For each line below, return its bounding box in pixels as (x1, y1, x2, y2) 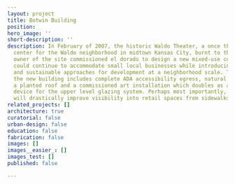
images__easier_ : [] (7, 147, 68, 154)
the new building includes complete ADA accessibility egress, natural (13, 75, 227, 83)
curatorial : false (7, 114, 61, 121)
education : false (7, 127, 58, 134)
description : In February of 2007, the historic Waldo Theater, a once (7, 43, 220, 50)
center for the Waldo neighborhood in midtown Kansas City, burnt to (13, 50, 220, 57)
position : (7, 23, 36, 30)
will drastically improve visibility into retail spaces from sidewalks (13, 95, 230, 102)
